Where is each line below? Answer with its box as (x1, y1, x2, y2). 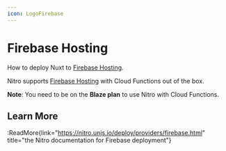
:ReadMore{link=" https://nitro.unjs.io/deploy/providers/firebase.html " (7, 129, 206, 137)
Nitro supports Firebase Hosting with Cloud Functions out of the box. (7, 77, 204, 85)
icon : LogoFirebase (7, 10, 64, 17)
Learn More (7, 110, 58, 122)
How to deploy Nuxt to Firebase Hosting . (7, 63, 124, 72)
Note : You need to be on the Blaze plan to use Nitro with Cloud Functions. (7, 90, 219, 98)
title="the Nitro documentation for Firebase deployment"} (7, 136, 172, 145)
